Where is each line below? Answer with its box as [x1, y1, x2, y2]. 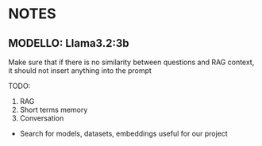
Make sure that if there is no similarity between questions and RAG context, [8, 57, 255, 67]
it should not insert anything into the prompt [8, 66, 152, 75]
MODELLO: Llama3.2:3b [8, 36, 129, 50]
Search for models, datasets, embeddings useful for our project [19, 129, 228, 138]
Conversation [19, 113, 64, 123]
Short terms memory [19, 105, 88, 114]
